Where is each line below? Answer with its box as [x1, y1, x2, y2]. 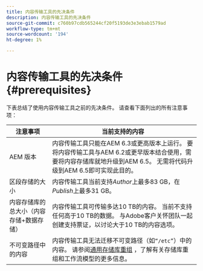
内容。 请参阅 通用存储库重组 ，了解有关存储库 [52, 245, 183, 253]
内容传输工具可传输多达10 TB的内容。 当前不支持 [52, 202, 192, 211]
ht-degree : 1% [6, 37, 42, 43]
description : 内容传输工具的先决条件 [6, 14, 91, 21]
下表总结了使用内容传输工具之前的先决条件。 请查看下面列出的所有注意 [6, 104, 182, 111]
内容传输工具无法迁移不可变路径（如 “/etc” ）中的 [52, 236, 192, 244]
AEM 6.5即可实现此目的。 [64, 166, 137, 174]
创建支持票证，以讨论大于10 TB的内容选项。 [52, 220, 179, 229]
